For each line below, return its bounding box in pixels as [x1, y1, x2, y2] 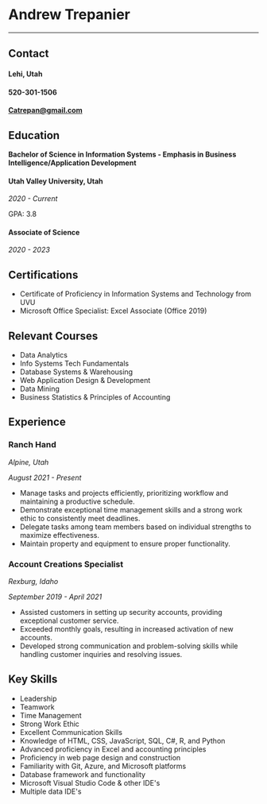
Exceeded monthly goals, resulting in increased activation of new [19, 624, 234, 633]
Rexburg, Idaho [8, 576, 59, 586]
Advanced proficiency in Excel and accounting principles [19, 744, 207, 754]
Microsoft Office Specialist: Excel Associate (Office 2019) [19, 306, 207, 315]
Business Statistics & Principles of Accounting [19, 392, 171, 402]
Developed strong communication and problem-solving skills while [19, 641, 238, 651]
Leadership [19, 694, 57, 703]
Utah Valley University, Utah [8, 176, 103, 186]
